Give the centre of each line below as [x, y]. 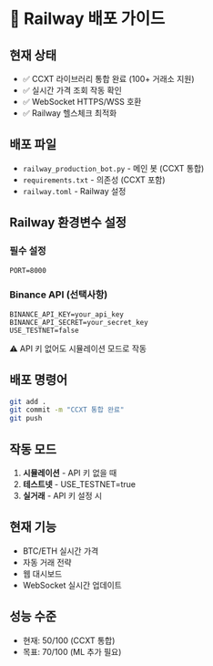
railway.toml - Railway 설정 [74, 191]
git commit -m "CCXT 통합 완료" [67, 410]
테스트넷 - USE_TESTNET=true [79, 484]
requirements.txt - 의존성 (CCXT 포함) [94, 180]
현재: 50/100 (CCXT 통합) [69, 640]
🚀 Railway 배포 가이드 [87, 19]
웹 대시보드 [42, 573]
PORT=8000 [28, 270]
